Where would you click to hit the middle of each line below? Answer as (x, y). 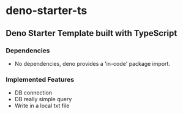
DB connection (33, 93)
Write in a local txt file (42, 106)
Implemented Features (40, 79)
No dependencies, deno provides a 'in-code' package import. (92, 63)
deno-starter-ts (47, 11)
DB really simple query (43, 99)
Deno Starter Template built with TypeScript (91, 33)
